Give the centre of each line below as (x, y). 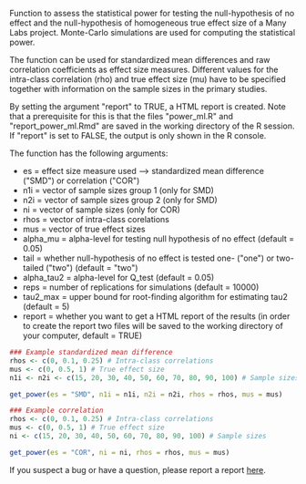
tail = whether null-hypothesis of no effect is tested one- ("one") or (148, 258)
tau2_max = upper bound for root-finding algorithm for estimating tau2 (155, 297)
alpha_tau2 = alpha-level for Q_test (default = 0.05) (118, 278)
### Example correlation (56, 411)
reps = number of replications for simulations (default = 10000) (141, 287)
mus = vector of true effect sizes (84, 229)
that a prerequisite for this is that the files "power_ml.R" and (122, 116)
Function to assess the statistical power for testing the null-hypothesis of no (152, 13)
